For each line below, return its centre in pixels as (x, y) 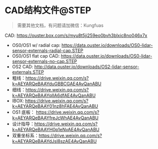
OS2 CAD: (22, 67)
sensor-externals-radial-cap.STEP (48, 51)
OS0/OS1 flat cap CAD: (36, 56)
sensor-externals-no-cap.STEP (44, 61)
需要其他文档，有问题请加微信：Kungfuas (60, 25)
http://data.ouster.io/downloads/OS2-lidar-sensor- (87, 67)
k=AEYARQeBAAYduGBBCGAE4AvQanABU (57, 83)
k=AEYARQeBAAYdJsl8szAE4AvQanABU (54, 141)
